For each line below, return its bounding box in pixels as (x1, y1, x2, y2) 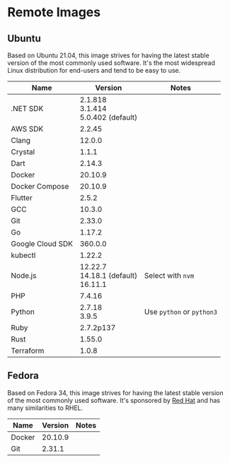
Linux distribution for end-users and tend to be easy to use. (7, 66, 181, 74)
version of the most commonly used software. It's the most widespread (7, 59, 216, 67)
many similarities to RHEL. (7, 404, 84, 412)
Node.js (11, 271, 37, 280)
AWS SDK (11, 124, 44, 134)
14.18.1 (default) (79, 271, 138, 280)
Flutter (11, 193, 33, 202)
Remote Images (7, 4, 101, 20)
